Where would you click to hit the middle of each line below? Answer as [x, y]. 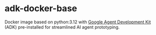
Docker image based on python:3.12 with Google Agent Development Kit [78, 22]
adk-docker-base [41, 9]
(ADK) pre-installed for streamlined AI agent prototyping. [62, 27]
